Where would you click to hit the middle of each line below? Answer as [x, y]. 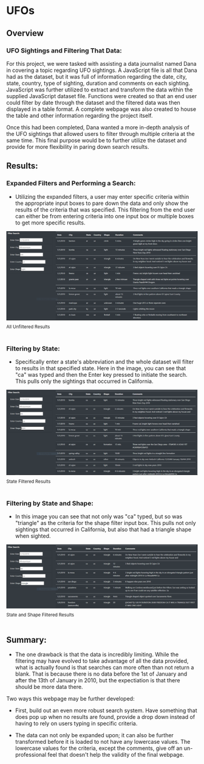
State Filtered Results [29, 482]
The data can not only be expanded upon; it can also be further [94, 735]
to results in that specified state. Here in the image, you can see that [100, 368]
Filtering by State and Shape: [50, 504]
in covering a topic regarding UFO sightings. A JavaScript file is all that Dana [102, 70]
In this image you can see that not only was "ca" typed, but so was [99, 516]
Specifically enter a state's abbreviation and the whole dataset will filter [104, 362]
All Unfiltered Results [28, 327]
